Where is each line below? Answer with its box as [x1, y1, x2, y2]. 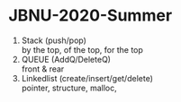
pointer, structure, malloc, [21, 82, 118, 93]
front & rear [21, 64, 65, 74]
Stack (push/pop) [21, 35, 87, 46]
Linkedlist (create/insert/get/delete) [21, 72, 154, 83]
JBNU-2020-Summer [8, 5, 173, 26]
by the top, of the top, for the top [21, 44, 143, 55]
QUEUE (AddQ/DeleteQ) [21, 54, 112, 64]
